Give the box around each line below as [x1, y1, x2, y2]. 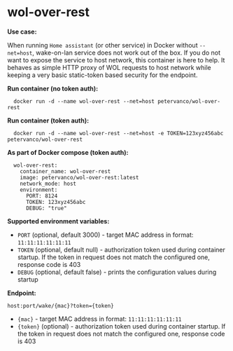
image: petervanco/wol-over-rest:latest [20, 174, 139, 181]
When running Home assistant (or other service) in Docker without [7, 41, 198, 49]
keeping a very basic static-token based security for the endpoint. [7, 71, 198, 79]
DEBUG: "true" [25, 205, 68, 212]
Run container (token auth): [7, 116, 90, 125]
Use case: [7, 27, 37, 36]
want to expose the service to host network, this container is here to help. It [7, 55, 225, 64]
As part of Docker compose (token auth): [7, 148, 129, 156]
